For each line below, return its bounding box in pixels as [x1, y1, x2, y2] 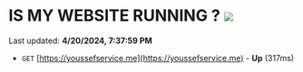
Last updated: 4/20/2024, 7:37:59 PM [8, 35, 153, 46]
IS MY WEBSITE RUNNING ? [8, 5, 221, 26]
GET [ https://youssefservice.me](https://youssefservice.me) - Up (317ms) [21, 52, 295, 63]
